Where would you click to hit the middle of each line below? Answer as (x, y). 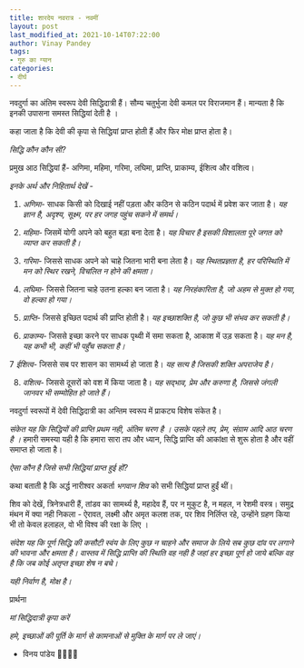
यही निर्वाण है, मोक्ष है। (41, 581)
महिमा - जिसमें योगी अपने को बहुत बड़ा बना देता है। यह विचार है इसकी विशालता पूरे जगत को (152, 232)
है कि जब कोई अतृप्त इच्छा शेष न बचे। (64, 563)
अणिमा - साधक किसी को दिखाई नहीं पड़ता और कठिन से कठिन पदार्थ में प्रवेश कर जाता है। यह (155, 204)
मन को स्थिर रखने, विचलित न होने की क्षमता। (88, 271)
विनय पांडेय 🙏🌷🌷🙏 (50, 653)
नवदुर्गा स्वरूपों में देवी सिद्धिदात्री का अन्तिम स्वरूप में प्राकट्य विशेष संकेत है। (116, 411)
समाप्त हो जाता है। (36, 449)
